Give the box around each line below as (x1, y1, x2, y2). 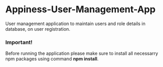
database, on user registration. (5, 26, 70, 32)
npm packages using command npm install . (5, 56, 99, 62)
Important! (5, 38, 33, 46)
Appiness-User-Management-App (5, 4, 156, 15)
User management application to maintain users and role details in (5, 20, 146, 27)
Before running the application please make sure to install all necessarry (5, 50, 158, 57)
